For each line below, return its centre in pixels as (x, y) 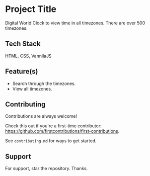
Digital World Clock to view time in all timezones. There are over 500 (75, 23)
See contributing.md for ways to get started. (51, 141)
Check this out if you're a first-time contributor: (53, 126)
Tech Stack (23, 44)
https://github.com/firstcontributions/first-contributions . (62, 131)
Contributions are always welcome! (41, 116)
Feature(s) (22, 71)
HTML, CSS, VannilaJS (29, 56)
